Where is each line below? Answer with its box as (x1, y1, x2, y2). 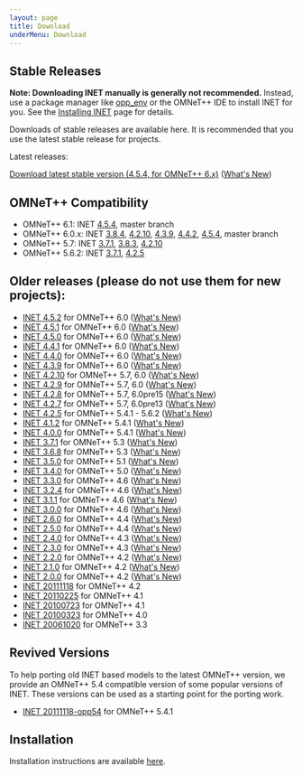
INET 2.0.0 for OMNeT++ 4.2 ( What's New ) (22, 571, 182, 582)
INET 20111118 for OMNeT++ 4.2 (22, 580, 142, 592)
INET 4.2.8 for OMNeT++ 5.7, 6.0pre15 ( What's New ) (22, 388, 216, 399)
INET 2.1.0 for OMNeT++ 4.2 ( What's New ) (22, 561, 180, 572)
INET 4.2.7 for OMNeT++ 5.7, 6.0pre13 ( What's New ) (22, 398, 216, 409)
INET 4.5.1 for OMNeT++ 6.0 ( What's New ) (22, 322, 179, 332)
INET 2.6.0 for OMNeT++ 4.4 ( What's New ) (22, 513, 182, 524)
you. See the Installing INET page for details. (9, 107, 175, 117)
